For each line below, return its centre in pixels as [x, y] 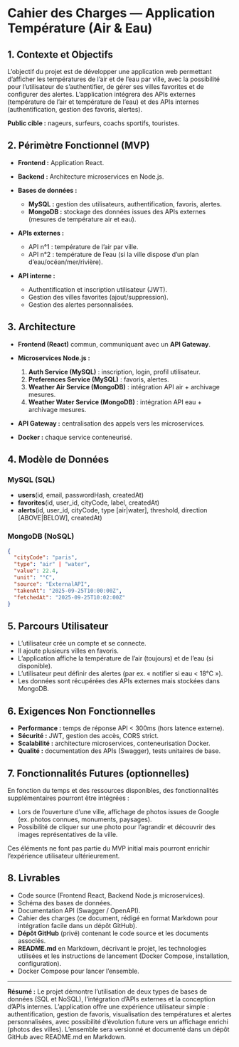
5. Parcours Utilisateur [58, 626]
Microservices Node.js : [54, 358]
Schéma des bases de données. [65, 903]
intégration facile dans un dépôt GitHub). [77, 925]
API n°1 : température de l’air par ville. [83, 246]
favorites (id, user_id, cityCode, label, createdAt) [89, 503]
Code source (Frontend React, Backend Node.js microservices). [111, 895]
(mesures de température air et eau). [82, 219]
